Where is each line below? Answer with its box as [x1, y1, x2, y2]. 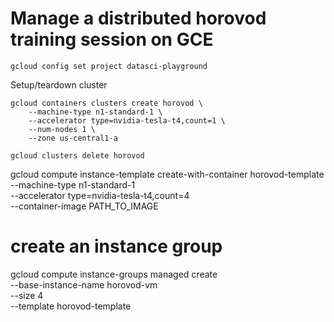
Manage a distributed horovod [10, 7, 267, 30]
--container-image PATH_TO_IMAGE [10, 200, 159, 212]
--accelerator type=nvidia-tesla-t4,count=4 [10, 189, 190, 201]
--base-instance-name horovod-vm [10, 278, 158, 291]
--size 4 [10, 289, 44, 301]
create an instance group [10, 235, 223, 258]
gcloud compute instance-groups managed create [10, 268, 218, 280]
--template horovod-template [10, 300, 132, 312]
